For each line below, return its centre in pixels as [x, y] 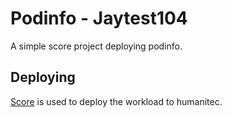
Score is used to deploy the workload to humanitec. [116, 101]
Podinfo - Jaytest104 [99, 18]
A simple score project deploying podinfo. [96, 46]
